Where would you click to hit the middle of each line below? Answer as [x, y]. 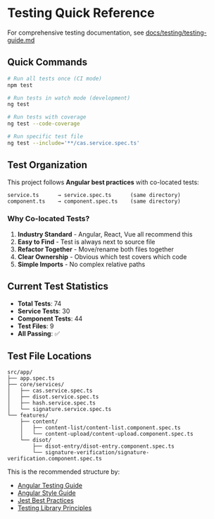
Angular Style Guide [46, 493]
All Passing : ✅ [39, 333]
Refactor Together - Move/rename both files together [96, 249]
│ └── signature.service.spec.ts [59, 410]
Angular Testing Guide [50, 486]
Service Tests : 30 [44, 311]
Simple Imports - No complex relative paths [81, 264]
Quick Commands [48, 62]
